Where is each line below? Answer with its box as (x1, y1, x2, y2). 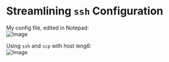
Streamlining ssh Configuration (6, 4, 164, 18)
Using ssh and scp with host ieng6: (6, 42, 92, 49)
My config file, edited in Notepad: (6, 24, 89, 31)
